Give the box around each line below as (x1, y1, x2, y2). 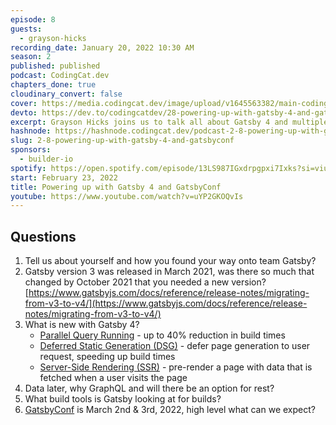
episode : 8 (10, 14, 56, 25)
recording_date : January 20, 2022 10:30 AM (10, 42, 195, 53)
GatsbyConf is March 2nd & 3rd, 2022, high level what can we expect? (24, 404, 316, 416)
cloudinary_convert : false (10, 89, 123, 99)
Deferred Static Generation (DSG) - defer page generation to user (39, 340, 311, 352)
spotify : (10, 163, 47, 173)
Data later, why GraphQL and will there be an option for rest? (24, 382, 275, 395)
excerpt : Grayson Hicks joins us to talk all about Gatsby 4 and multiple (10, 117, 329, 127)
